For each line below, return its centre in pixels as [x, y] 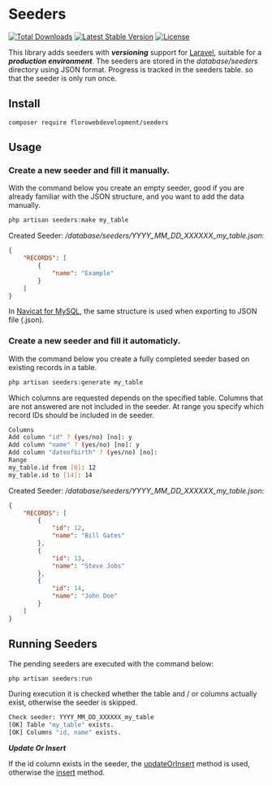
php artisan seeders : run [50, 679]
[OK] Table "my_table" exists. [61, 725]
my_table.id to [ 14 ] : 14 [50, 475]
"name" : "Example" [83, 273]
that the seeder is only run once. [63, 78]
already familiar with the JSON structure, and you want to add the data [127, 196]
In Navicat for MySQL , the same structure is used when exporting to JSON [133, 311]
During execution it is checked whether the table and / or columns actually [133, 694]
